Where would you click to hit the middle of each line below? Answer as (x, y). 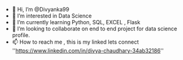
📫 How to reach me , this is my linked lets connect (75, 42)
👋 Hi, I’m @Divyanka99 (41, 9)
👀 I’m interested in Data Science (52, 16)
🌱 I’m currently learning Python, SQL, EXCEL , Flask (76, 22)
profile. (21, 35)
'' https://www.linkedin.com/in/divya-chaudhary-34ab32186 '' (88, 51)
